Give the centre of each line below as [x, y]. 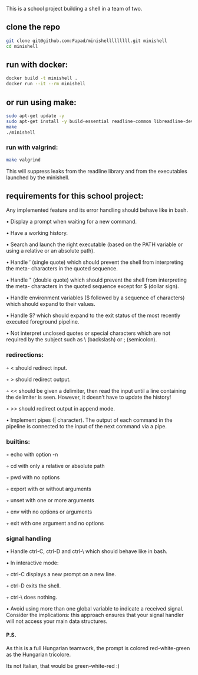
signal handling [29, 538]
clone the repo [33, 27]
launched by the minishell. [38, 177]
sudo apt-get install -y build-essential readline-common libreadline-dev [100, 121]
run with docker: [37, 64]
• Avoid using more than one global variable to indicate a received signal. [95, 609]
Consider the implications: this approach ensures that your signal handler [95, 615]
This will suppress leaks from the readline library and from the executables [97, 171]
